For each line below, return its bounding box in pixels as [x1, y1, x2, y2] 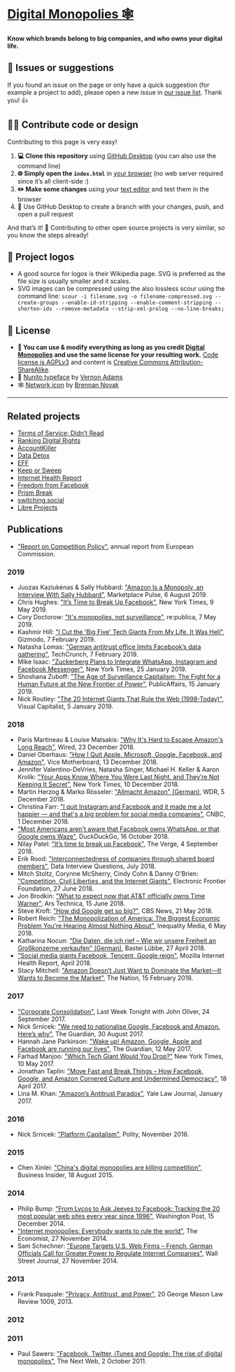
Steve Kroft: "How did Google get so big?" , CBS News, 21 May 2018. [17, 907, 213, 915]
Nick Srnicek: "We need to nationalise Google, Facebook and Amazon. [17, 1022, 220, 1031]
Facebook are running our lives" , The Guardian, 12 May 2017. [17, 1044, 192, 1052]
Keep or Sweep [17, 466, 62, 474]
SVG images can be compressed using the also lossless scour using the [17, 284, 225, 293]
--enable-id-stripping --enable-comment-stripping [62, 299, 212, 306]
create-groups [17, 299, 59, 306]
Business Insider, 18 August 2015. [17, 1171, 114, 1179]
